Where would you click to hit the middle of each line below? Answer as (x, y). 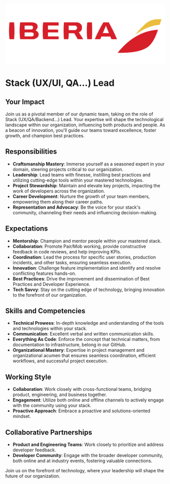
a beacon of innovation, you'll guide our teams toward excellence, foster (81, 130)
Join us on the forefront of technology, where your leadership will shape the (85, 471)
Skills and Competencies (45, 311)
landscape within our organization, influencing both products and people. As (85, 125)
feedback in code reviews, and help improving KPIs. (67, 251)
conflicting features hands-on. (44, 273)
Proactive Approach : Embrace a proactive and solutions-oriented (81, 411)
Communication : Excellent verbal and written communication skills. (83, 334)
